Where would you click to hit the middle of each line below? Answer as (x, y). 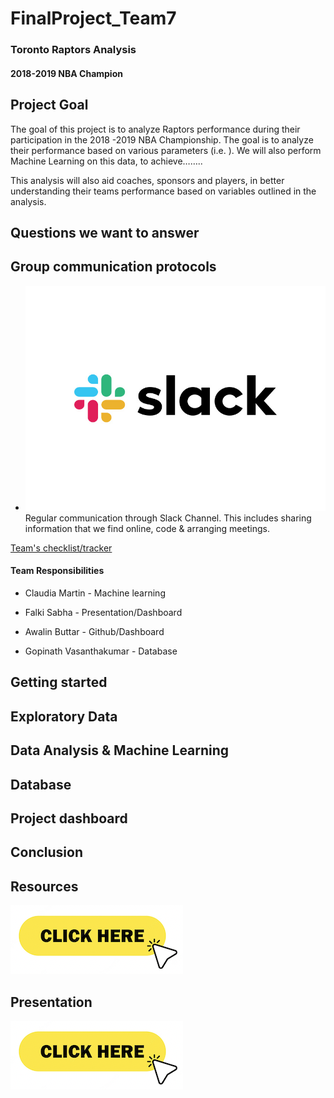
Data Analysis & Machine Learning (120, 750)
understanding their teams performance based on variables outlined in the (163, 191)
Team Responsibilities (57, 571)
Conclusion (47, 852)
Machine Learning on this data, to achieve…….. (106, 161)
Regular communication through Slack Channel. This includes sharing (168, 518)
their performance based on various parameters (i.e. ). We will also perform (166, 150)
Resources (44, 886)
